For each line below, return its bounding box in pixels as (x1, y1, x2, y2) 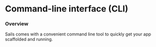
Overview (5, 21, 29, 27)
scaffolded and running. (5, 36, 53, 42)
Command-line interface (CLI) (5, 3, 129, 14)
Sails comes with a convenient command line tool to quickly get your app (5, 31, 152, 37)
